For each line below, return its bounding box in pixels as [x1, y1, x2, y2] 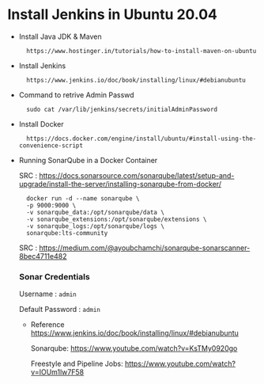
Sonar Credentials [18, 271, 90, 282]
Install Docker [18, 119, 64, 128]
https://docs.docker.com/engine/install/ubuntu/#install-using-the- [26, 135, 257, 143]
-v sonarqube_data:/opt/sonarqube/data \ [26, 208, 165, 216]
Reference [30, 320, 65, 329]
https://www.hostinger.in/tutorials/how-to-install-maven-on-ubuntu [26, 47, 257, 55]
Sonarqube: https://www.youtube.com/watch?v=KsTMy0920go [30, 344, 238, 353]
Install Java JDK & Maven [18, 32, 102, 41]
